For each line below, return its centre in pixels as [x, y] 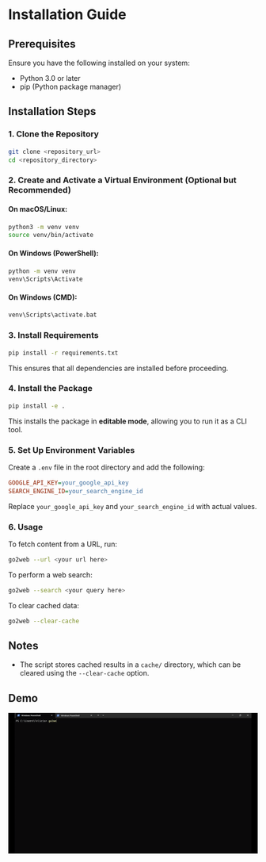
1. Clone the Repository [53, 134]
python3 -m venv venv [44, 227]
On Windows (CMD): [43, 297]
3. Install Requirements [53, 335]
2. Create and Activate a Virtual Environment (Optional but [123, 180]
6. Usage [26, 527]
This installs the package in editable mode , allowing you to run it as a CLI [128, 421]
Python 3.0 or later [50, 78]
